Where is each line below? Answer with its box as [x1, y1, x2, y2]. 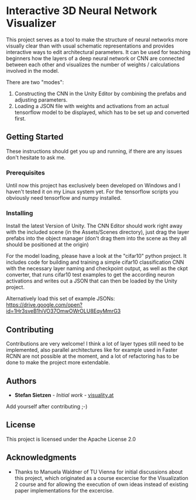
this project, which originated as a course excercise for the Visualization [14, 474, 188, 481]
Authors [6, 376, 37, 386]
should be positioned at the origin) [6, 241, 89, 248]
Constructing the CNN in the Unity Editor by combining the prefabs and [14, 90, 187, 97]
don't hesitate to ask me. [6, 154, 66, 161]
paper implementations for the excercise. [14, 486, 114, 494]
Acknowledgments [6, 452, 77, 462]
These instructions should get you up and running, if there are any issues [6, 147, 183, 155]
